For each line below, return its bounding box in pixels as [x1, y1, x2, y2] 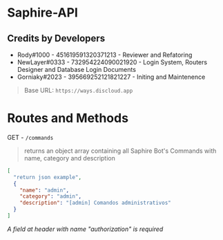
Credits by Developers [7, 33, 106, 44]
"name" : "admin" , [19, 187, 70, 194]
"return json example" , [13, 174, 81, 181]
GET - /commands [7, 133, 54, 141]
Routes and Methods [7, 111, 129, 126]
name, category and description [23, 154, 115, 162]
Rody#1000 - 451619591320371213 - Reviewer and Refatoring [17, 50, 193, 59]
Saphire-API [7, 5, 78, 21]
